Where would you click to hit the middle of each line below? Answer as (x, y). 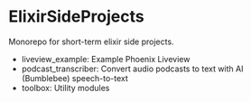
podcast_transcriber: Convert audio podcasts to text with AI (132, 69)
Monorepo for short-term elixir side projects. (91, 42)
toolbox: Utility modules (65, 88)
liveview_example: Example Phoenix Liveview (106, 59)
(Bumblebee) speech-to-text (74, 78)
